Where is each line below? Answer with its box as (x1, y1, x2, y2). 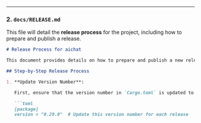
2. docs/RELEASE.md (6, 15, 61, 23)
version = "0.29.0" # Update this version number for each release (14, 112, 188, 118)
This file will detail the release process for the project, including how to (6, 29, 182, 36)
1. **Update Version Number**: (6, 79, 84, 85)
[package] (14, 106, 39, 112)
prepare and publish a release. (6, 35, 82, 42)
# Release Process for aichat (6, 47, 82, 53)
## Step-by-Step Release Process (6, 68, 90, 75)
